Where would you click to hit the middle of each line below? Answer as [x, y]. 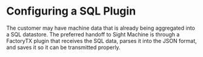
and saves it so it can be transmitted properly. [63, 47]
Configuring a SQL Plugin [71, 11]
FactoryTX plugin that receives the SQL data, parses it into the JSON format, [101, 41]
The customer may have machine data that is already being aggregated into [101, 28]
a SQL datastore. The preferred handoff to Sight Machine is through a [93, 34]
